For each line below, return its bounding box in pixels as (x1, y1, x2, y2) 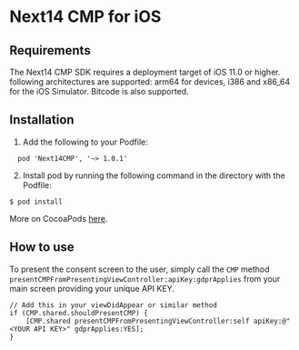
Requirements (9, 43, 91, 58)
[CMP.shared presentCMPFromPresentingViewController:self (25, 316, 250, 325)
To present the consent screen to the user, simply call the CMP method (9, 264, 270, 275)
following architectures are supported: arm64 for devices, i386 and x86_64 (9, 76, 291, 87)
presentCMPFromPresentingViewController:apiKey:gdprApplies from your (9, 273, 281, 284)
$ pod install (9, 197, 64, 206)
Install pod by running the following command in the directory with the (22, 170, 286, 181)
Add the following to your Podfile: (22, 136, 148, 147)
